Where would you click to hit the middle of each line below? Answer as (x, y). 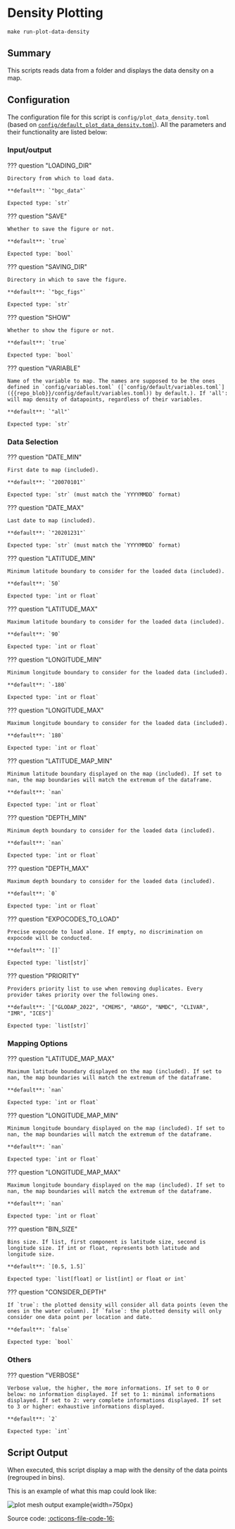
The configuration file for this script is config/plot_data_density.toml (108, 117)
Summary (29, 53)
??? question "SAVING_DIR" (47, 266)
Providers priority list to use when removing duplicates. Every (105, 989)
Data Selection (33, 442)
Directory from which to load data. (61, 178)
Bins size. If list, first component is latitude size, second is (107, 1242)
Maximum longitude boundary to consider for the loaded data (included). (118, 724)
